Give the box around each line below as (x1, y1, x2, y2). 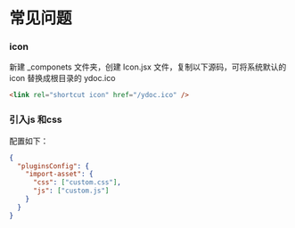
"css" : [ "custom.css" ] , (32, 178, 122, 187)
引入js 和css (9, 113, 62, 126)
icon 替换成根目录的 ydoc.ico (9, 73, 116, 84)
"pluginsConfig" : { (17, 161, 90, 170)
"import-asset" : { (25, 170, 94, 179)
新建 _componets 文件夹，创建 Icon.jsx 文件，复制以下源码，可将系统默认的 (9, 61, 287, 72)
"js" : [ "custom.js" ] (32, 186, 110, 196)
